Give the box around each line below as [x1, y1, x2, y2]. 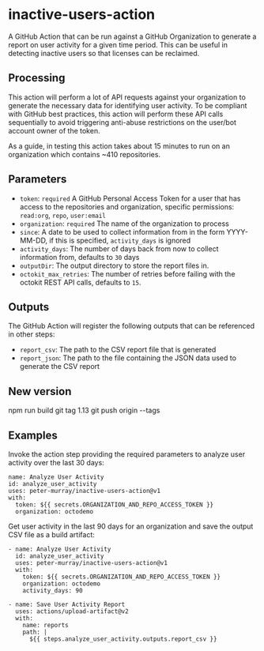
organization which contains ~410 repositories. [8, 149, 160, 159]
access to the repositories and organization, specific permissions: [19, 201, 235, 211]
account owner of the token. [8, 126, 100, 135]
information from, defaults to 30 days [19, 252, 140, 262]
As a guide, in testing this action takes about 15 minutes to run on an [8, 141, 231, 151]
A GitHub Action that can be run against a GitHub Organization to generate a [8, 32, 257, 41]
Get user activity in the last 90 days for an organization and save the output [8, 521, 254, 531]
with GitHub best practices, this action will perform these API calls [8, 109, 224, 119]
